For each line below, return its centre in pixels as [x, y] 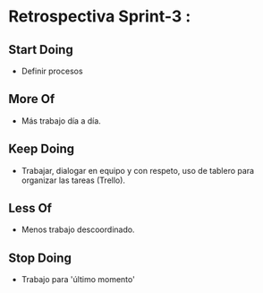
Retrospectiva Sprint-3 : [100, 17]
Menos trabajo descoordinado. [78, 229]
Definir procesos [52, 71]
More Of [32, 99]
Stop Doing [40, 258]
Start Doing [41, 50]
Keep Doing [42, 149]
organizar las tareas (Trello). [73, 180]
